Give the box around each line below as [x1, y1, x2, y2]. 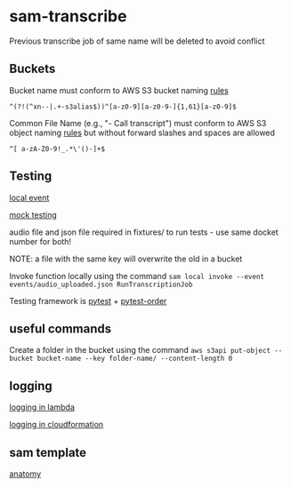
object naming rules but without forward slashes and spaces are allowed [9, 127, 276, 138]
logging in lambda [9, 402, 76, 412]
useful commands [9, 321, 112, 336]
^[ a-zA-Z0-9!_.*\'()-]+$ [9, 144, 105, 153]
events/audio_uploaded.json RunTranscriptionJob [9, 280, 193, 289]
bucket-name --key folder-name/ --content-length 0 [36, 354, 233, 364]
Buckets [9, 61, 56, 76]
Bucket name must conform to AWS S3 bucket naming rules [9, 84, 229, 95]
